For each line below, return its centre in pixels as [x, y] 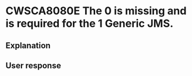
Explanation [28, 45]
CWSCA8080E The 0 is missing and [96, 11]
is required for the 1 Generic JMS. [89, 23]
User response [33, 66]
